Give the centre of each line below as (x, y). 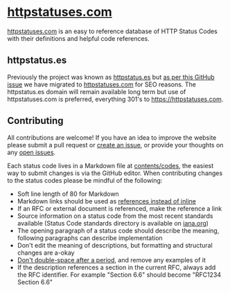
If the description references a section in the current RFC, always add (116, 267)
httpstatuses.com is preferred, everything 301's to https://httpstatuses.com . (115, 99)
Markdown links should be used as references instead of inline (106, 201)
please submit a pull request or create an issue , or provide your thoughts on (115, 145)
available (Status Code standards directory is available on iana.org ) (113, 223)
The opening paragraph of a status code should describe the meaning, (118, 230)
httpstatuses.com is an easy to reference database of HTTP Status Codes (113, 31)
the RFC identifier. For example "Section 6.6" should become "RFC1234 (119, 275)
